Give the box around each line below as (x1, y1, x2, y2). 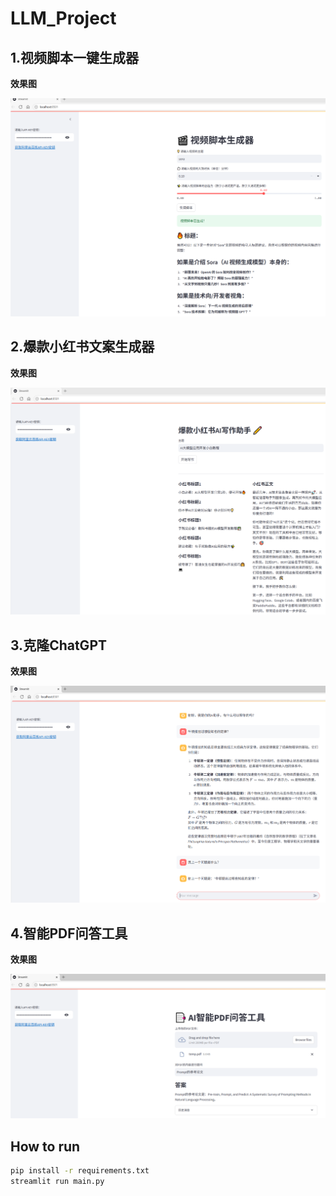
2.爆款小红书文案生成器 (10, 338, 155, 356)
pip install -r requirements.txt (10, 1166, 150, 1176)
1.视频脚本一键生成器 (10, 49, 140, 66)
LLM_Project (10, 7, 117, 30)
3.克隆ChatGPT (10, 637, 108, 654)
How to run (10, 1138, 81, 1155)
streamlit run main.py (10, 1176, 105, 1186)
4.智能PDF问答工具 (10, 925, 128, 942)
